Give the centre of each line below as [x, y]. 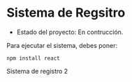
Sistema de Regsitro [66, 13]
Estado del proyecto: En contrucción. [70, 32]
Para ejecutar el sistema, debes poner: [62, 45]
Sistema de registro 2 [37, 71]
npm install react [33, 58]
